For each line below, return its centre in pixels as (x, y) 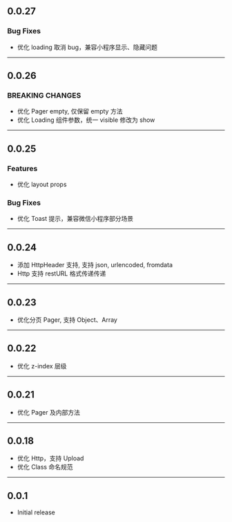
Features (22, 168)
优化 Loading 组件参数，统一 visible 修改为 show (86, 120)
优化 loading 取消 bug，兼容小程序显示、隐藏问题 (87, 47)
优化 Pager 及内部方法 (49, 412)
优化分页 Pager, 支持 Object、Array (67, 319)
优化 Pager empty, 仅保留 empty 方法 (70, 111)
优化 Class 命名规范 (45, 467)
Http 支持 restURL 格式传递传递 (61, 273)
